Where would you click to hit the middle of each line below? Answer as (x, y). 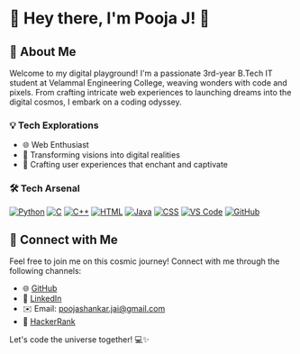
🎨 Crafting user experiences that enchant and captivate (125, 165)
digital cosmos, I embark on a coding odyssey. (95, 102)
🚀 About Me (43, 52)
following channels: (45, 271)
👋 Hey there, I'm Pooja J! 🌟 (109, 18)
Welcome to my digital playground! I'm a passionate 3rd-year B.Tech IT (141, 73)
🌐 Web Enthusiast (56, 145)
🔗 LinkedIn (42, 299)
